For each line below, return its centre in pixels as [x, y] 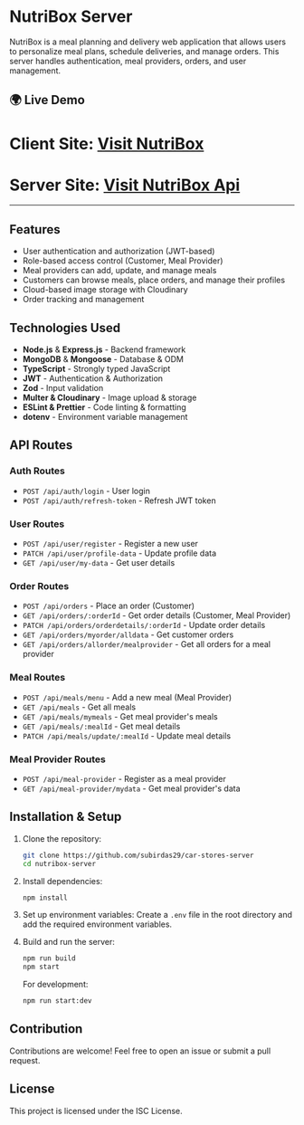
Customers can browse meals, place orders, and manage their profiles [154, 280]
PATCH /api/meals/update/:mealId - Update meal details [127, 736]
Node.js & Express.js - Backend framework [104, 349]
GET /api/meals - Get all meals [79, 707]
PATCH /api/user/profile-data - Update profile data [119, 553]
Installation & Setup [66, 817]
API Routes [41, 445]
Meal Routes [38, 678]
